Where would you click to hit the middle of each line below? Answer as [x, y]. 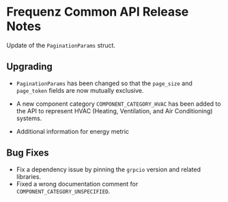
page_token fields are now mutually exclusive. [80, 90]
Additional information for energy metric [73, 131]
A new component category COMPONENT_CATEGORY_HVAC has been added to [118, 104]
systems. [29, 118]
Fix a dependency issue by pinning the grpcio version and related [108, 169]
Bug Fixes [28, 153]
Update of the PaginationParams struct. [61, 45]
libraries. [29, 176]
